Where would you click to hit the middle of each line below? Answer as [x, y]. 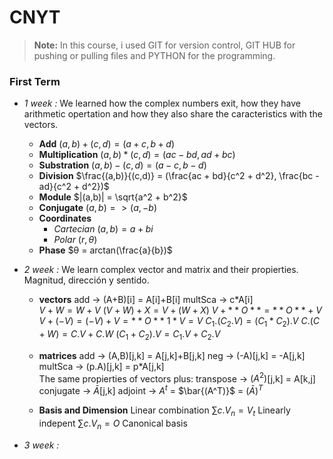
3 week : [41, 445]
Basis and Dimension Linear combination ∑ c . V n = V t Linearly [164, 411]
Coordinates [65, 218]
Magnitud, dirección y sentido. [86, 280]
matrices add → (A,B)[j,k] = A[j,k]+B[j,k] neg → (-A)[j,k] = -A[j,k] [172, 355]
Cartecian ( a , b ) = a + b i [103, 229]
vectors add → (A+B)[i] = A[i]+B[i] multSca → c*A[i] [146, 300]
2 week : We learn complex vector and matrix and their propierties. [161, 270]
